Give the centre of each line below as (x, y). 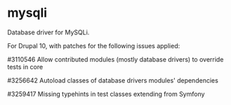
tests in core (25, 66)
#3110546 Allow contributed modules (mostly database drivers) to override (115, 59)
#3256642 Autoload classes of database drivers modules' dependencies (113, 80)
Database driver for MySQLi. (48, 32)
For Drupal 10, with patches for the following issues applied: (94, 45)
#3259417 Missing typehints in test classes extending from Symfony (106, 94)
